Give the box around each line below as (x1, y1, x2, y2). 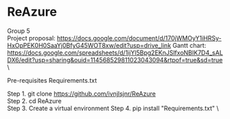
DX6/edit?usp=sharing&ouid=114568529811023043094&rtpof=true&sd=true (7, 55, 223, 64)
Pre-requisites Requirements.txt (7, 76, 97, 84)
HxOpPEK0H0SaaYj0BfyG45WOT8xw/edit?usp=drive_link (7, 41, 172, 49)
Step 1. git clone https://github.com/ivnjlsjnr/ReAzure (7, 90, 156, 98)
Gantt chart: (172, 41, 207, 49)
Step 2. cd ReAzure (7, 96, 62, 105)
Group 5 (7, 27, 30, 35)
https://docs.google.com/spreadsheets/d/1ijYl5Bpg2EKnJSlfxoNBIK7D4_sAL (7, 49, 223, 57)
